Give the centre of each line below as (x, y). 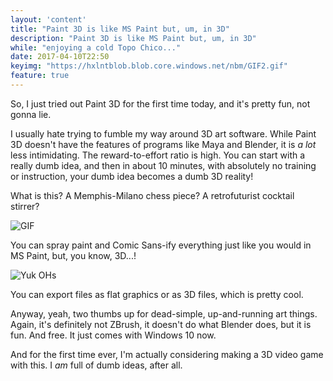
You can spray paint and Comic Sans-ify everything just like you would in (161, 245)
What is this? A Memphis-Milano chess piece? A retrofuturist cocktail (152, 195)
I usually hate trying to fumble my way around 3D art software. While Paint (163, 133)
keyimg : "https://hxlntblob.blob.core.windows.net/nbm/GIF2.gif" (149, 66)
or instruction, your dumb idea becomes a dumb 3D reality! (132, 176)
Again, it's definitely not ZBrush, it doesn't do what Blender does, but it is (161, 324)
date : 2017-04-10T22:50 (60, 57)
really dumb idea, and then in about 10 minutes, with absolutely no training (163, 165)
